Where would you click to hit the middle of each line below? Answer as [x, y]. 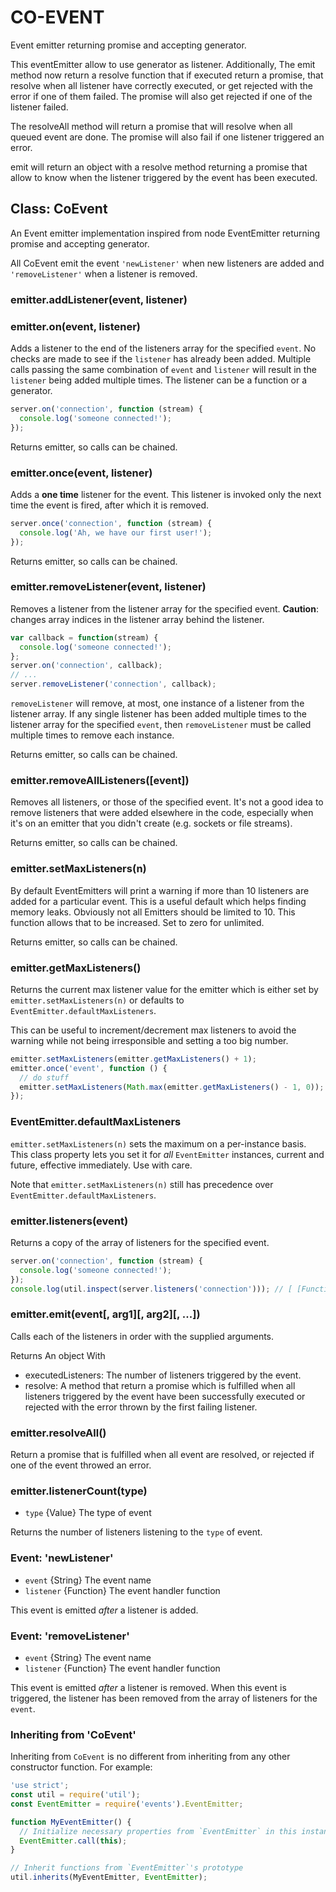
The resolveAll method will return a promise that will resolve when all [151, 126]
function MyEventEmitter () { [71, 1822]
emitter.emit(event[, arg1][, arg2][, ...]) [105, 1314]
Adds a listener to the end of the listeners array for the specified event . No [163, 348]
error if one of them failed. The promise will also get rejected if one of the [161, 96]
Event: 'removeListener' [70, 1636]
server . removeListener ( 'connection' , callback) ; [113, 684]
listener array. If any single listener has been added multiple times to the [159, 714]
